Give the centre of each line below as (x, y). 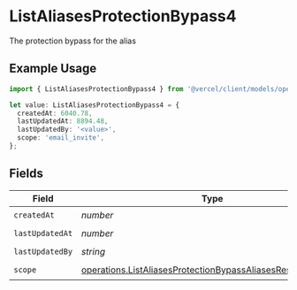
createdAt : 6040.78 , (55, 113)
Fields (27, 174)
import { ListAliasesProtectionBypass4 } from (96, 89)
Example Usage (53, 69)
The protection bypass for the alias (73, 41)
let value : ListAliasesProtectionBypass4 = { (94, 105)
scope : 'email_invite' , (61, 138)
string (93, 252)
